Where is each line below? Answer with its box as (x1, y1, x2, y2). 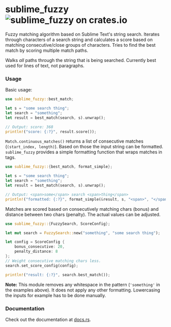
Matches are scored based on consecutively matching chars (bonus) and (5, 206, 159, 212)
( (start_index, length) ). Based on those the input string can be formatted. (5, 144, 163, 150)
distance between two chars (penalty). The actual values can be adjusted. (5, 211, 161, 217)
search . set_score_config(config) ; (5, 263, 79, 268)
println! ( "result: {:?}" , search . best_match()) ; (5, 272, 110, 277)
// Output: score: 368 (5, 124, 53, 129)
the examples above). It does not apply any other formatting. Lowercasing (5, 287, 160, 293)
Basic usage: (5, 87, 33, 93)
